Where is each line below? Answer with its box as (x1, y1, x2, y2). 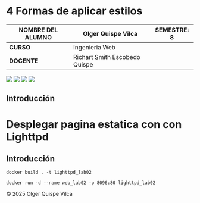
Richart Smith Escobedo (73, 52, 141, 61)
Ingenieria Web (73, 43, 116, 51)
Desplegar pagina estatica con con (6, 117, 182, 131)
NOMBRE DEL (18, 26, 58, 34)
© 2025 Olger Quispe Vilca (6, 190, 73, 198)
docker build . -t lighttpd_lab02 (6, 170, 92, 176)
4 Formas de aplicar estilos (6, 4, 143, 18)
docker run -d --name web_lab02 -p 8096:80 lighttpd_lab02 (6, 180, 156, 186)
